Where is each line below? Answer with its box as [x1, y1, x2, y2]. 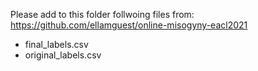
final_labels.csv [24, 39, 89, 50]
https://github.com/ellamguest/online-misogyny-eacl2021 [10, 19, 248, 31]
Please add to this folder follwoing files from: [10, 9, 195, 20]
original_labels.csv [24, 49, 102, 61]
